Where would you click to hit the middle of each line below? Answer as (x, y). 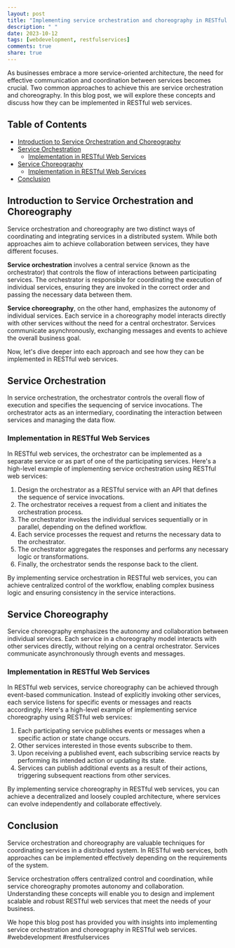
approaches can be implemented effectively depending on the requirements (117, 858)
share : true (25, 53)
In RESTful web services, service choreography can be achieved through (113, 687)
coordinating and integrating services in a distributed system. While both (112, 236)
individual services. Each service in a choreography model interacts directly (117, 316)
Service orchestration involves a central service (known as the (99, 264)
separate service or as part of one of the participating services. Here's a (112, 461)
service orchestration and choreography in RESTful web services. (102, 929)
